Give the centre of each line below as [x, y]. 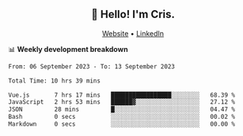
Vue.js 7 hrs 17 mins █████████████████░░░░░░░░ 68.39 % [122, 95]
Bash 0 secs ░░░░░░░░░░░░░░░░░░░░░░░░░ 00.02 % [122, 117]
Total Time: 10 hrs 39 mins [55, 81]
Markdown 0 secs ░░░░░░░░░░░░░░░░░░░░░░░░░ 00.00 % [122, 124]
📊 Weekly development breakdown [68, 49]
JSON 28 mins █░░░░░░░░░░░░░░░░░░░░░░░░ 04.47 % [122, 110]
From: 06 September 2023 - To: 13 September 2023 [92, 66]
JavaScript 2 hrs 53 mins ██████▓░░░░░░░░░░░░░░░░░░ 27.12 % [122, 102]
